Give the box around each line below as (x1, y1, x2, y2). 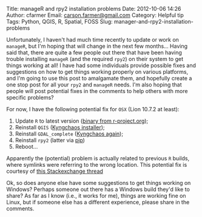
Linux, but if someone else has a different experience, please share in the (6, 199, 190, 206)
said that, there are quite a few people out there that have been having (6, 49, 182, 56)
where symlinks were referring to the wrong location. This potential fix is (6, 161, 187, 168)
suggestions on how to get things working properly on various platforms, (6, 68, 189, 75)
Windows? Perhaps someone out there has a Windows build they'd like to (6, 186, 190, 193)
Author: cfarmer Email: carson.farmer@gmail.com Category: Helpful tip (6, 11, 184, 19)
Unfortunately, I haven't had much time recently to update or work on (6, 36, 179, 43)
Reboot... (15, 143, 38, 150)
